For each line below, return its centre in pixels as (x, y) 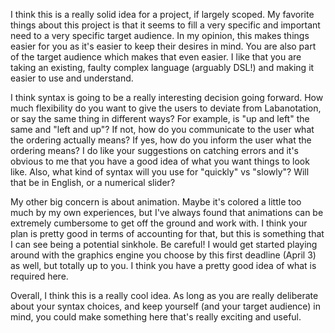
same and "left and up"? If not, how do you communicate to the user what (162, 129)
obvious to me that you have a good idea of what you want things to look (160, 161)
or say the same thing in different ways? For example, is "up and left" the (160, 118)
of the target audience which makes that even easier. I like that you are (156, 57)
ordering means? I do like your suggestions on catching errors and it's (155, 150)
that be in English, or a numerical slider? (93, 182)
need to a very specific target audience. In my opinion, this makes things (160, 35)
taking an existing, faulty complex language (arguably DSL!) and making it (162, 67)
